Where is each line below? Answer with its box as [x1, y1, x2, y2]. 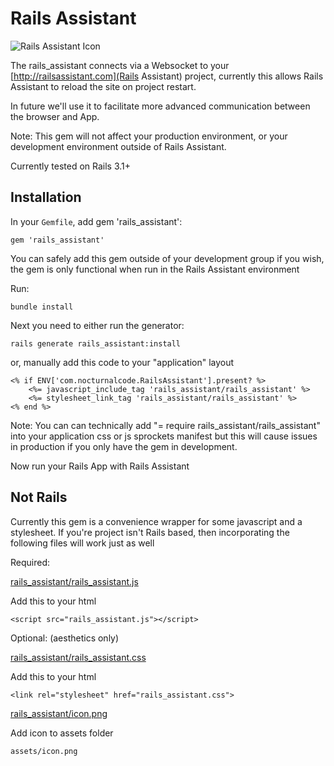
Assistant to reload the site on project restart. [10, 80, 197, 92]
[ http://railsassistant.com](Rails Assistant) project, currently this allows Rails [10, 70, 324, 82]
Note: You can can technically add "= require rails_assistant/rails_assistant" [10, 419, 321, 431]
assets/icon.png [10, 746, 78, 756]
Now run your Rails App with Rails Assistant [10, 460, 190, 472]
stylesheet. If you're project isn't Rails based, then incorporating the [10, 526, 290, 538]
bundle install [10, 302, 74, 312]
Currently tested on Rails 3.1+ [10, 160, 132, 172]
